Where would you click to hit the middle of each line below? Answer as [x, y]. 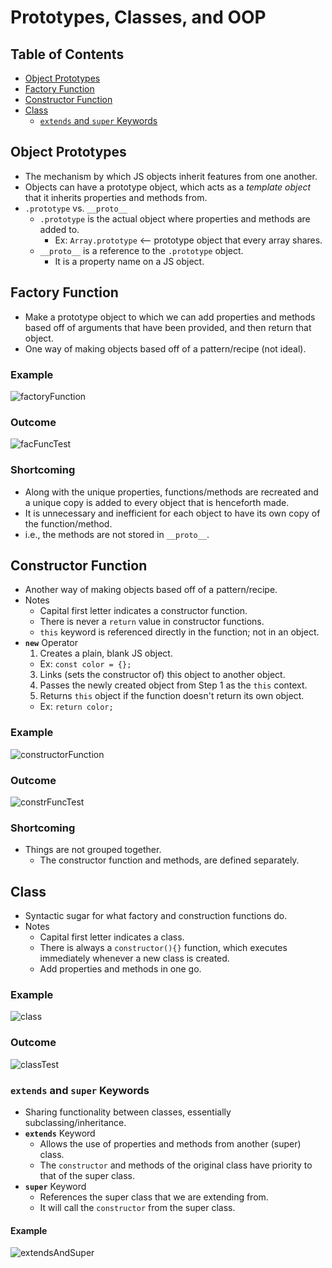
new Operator [51, 643]
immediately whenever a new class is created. [134, 958]
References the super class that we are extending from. [154, 1197]
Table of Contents [67, 54]
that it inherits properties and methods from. [116, 197]
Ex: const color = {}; [85, 664]
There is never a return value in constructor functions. [152, 622]
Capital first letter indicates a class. [112, 937]
